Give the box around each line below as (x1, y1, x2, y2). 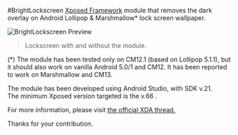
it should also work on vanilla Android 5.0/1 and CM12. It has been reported (7, 63, 227, 71)
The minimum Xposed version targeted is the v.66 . (7, 92, 157, 100)
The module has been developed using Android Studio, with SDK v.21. (7, 84, 212, 92)
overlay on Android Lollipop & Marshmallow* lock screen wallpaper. (7, 14, 206, 22)
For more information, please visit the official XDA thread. (7, 106, 176, 114)
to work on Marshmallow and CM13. (7, 71, 113, 79)
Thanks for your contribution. (7, 119, 93, 128)
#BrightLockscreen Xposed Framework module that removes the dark (7, 6, 212, 14)
